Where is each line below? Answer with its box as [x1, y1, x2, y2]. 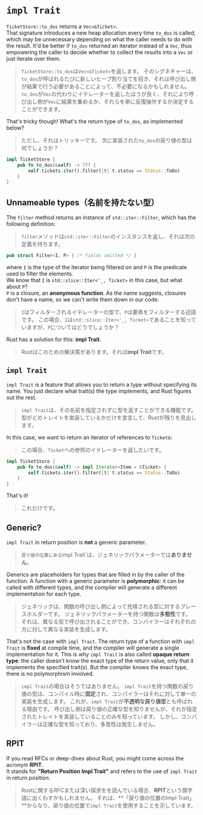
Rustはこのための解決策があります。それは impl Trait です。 [21, 348, 167, 356]
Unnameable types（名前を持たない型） [6, 197, 159, 208]
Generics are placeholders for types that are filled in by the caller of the [6, 571, 185, 578]
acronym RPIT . [6, 761, 44, 768]
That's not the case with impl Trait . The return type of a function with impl [6, 638, 195, 645]
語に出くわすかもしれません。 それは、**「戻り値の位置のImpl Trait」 [21, 794, 195, 801]
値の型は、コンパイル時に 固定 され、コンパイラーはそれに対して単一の [21, 690, 197, 697]
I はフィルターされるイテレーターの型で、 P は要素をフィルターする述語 [21, 309, 196, 315]
